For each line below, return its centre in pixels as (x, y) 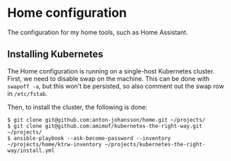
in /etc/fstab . (27, 93)
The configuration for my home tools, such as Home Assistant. (98, 32)
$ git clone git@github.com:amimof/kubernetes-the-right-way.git (105, 126)
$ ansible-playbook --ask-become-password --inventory (89, 138)
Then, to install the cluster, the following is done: (77, 107)
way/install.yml (31, 150)
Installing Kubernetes (55, 54)
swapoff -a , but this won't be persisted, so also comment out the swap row (116, 86)
